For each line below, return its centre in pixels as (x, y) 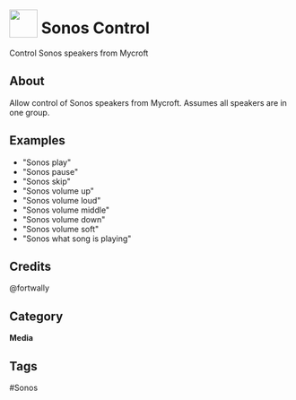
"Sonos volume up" (58, 191)
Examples (37, 140)
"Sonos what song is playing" (77, 239)
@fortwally (29, 288)
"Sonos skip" (47, 181)
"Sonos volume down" (64, 219)
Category (36, 316)
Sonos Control (96, 28)
